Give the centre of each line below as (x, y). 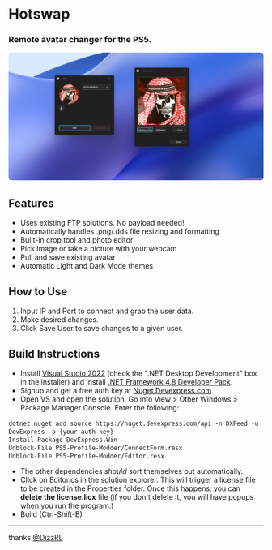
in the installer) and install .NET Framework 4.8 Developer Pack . (126, 381)
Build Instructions (54, 354)
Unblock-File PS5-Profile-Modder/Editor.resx (86, 456)
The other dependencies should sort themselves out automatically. (132, 471)
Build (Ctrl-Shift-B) (51, 514)
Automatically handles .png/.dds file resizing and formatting (120, 231)
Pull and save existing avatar (68, 257)
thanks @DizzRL (36, 537)
